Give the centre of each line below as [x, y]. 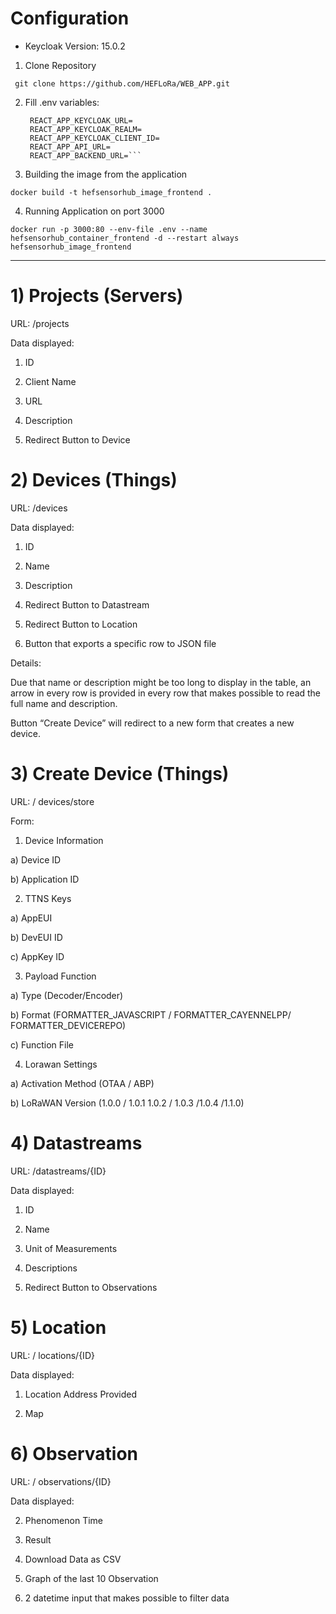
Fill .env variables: [62, 102]
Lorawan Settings [61, 1064]
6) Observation [74, 1453]
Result [38, 1539]
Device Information [64, 840]
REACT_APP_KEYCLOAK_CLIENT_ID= [94, 138]
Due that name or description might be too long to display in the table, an [161, 682]
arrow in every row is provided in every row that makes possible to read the [166, 693]
